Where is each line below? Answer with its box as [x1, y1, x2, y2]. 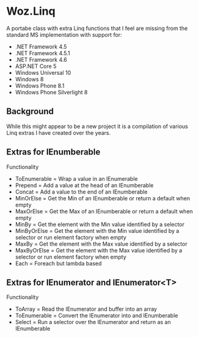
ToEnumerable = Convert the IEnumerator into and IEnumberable [15, 312, 178, 319]
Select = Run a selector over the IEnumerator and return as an [15, 319, 171, 326]
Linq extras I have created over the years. [6, 129, 111, 136]
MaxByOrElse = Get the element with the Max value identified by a [15, 246, 183, 254]
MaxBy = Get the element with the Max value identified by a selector [15, 240, 187, 248]
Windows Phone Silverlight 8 [15, 88, 88, 96]
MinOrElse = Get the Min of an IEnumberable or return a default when [15, 194, 190, 202]
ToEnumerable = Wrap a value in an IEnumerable [15, 175, 139, 182]
